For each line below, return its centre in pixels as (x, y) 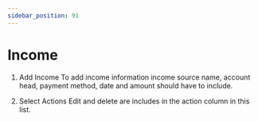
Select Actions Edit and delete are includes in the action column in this (134, 101)
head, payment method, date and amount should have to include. (126, 85)
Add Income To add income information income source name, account (135, 77)
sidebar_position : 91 (43, 16)
